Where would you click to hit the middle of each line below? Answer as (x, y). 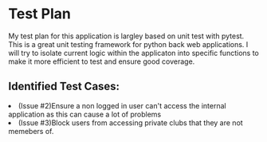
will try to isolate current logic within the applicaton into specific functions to (133, 53)
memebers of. (31, 131)
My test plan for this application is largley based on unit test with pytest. (126, 36)
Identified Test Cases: (64, 87)
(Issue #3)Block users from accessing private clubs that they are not (131, 122)
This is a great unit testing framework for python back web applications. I (128, 44)
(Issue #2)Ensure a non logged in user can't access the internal (122, 105)
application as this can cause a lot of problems (85, 114)
